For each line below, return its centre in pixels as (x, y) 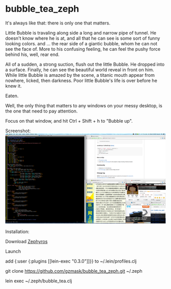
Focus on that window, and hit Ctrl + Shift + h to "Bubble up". (69, 121)
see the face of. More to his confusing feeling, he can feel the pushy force (83, 49)
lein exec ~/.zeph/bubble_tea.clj (39, 281)
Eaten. (12, 96)
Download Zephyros (26, 242)
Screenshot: (18, 131)
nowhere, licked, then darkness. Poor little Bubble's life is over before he (81, 80)
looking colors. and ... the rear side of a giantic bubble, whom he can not (81, 43)
